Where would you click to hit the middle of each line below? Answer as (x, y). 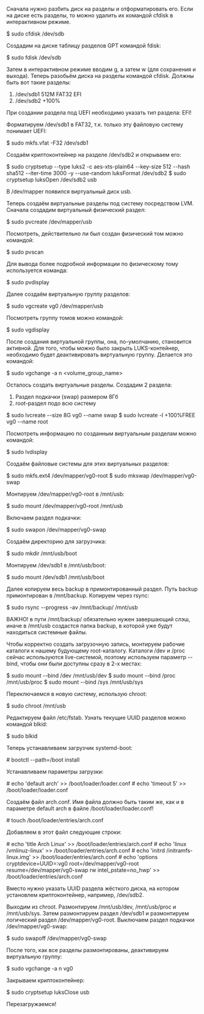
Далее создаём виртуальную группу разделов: (68, 294)
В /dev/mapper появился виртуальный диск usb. (69, 191)
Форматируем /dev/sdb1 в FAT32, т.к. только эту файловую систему (95, 124)
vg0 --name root (27, 422)
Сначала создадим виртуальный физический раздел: (76, 210)
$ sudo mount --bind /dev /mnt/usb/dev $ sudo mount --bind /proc (91, 675)
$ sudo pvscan (25, 252)
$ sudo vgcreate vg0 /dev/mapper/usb (55, 306)
